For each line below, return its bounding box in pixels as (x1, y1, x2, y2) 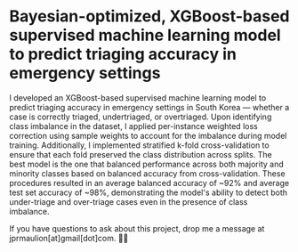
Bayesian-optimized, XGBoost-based (9, 6, 290, 27)
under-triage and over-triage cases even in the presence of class (9, 196, 248, 207)
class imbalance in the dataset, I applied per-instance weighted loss (9, 120, 258, 131)
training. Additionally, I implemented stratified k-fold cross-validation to (9, 140, 270, 150)
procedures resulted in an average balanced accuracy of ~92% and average (9, 177, 290, 188)
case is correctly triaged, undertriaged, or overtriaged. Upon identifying (9, 111, 272, 122)
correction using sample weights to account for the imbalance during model (9, 130, 287, 141)
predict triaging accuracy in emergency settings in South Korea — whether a (9, 102, 290, 112)
